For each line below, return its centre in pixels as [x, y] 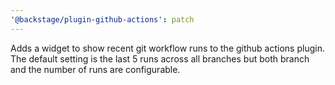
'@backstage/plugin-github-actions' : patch [102, 19]
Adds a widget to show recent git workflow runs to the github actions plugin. [167, 48]
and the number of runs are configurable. [95, 69]
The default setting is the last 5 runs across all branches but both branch [160, 58]
